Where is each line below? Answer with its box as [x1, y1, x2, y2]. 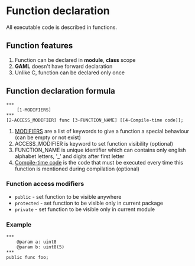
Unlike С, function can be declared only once [14, 69, 125, 76]
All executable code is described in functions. [6, 24, 117, 31]
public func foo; [6, 255, 49, 261]
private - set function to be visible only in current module [14, 205, 155, 213]
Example [6, 220, 32, 228]
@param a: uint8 [17, 239, 57, 245]
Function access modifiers [6, 180, 84, 188]
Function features [6, 41, 73, 51]
